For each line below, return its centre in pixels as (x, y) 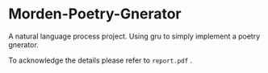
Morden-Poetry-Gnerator (95, 14)
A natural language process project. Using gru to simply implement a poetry (134, 36)
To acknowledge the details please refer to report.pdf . (100, 60)
